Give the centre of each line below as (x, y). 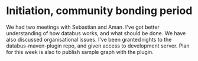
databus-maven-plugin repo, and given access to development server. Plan (98, 46)
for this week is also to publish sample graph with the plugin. (80, 52)
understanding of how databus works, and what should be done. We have (96, 33)
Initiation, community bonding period (99, 11)
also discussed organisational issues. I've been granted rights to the (89, 39)
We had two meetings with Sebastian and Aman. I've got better (83, 27)
